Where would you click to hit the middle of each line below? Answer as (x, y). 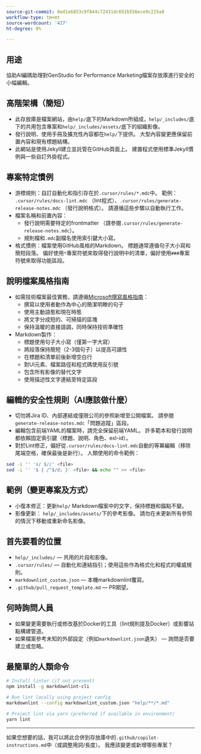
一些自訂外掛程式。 (49, 156)
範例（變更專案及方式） (49, 490)
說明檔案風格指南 (38, 281)
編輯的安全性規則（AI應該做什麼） (69, 400)
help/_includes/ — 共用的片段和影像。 (63, 557)
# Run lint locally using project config (59, 698)
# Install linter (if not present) (51, 681)
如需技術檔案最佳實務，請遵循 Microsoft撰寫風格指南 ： (82, 297)
